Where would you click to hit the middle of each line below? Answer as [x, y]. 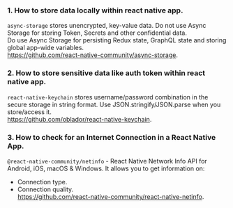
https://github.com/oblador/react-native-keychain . [80, 119]
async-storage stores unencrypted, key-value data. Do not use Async [107, 26]
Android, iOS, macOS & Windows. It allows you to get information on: [106, 168]
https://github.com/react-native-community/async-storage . [93, 55]
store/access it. [30, 112]
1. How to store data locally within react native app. [95, 10]
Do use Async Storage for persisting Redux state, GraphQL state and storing [117, 40]
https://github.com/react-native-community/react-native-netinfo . [111, 196]
